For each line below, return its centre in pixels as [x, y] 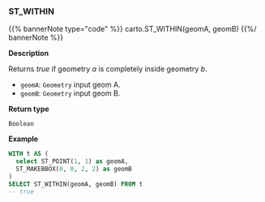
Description [29, 54]
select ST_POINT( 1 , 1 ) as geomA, [72, 161]
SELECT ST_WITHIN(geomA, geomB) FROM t [76, 184]
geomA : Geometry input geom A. [70, 85]
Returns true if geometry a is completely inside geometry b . [108, 69]
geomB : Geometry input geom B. [70, 93]
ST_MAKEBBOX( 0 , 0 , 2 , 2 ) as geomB [74, 169]
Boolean [21, 124]
